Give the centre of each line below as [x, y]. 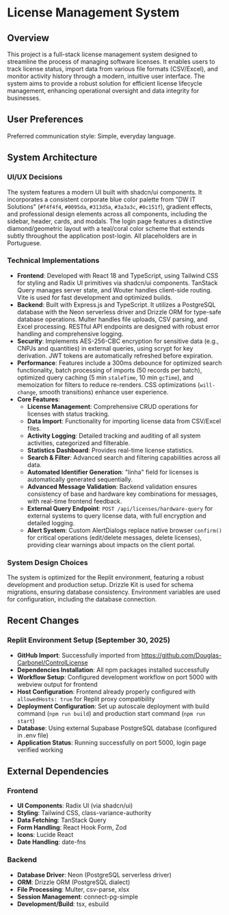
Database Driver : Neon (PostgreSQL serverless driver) [94, 875]
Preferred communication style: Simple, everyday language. [91, 136]
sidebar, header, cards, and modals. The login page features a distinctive [110, 221]
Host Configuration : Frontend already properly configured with [106, 691]
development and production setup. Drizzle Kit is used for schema [100, 585]
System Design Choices [48, 562]
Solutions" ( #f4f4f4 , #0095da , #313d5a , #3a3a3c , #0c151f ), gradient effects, [110, 206]
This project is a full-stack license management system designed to [103, 54]
